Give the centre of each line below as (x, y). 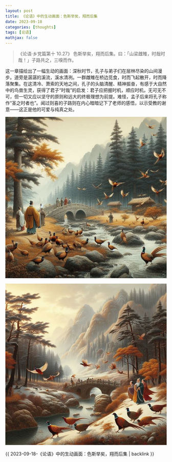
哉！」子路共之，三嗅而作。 (47, 60)
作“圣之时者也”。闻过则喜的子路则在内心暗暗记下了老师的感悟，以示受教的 (84, 103)
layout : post (19, 11)
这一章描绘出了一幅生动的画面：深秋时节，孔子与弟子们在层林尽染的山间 (81, 71)
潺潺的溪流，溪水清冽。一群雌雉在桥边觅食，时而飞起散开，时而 (95, 77)
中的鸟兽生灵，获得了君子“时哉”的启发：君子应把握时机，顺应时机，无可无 (84, 90)
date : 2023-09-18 (24, 22)
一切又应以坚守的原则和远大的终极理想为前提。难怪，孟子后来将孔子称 (93, 97)
